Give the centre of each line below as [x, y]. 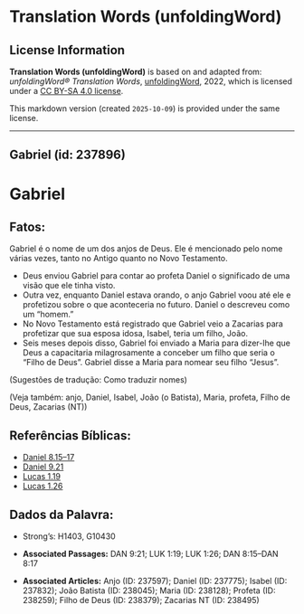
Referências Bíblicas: [70, 435]
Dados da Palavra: [62, 514]
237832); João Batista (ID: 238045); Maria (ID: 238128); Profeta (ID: [149, 590]
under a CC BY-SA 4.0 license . [66, 91]
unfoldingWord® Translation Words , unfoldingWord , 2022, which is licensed [151, 81]
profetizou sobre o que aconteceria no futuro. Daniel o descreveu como [156, 305]
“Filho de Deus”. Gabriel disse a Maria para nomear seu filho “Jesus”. [151, 363]
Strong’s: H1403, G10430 [69, 536]
